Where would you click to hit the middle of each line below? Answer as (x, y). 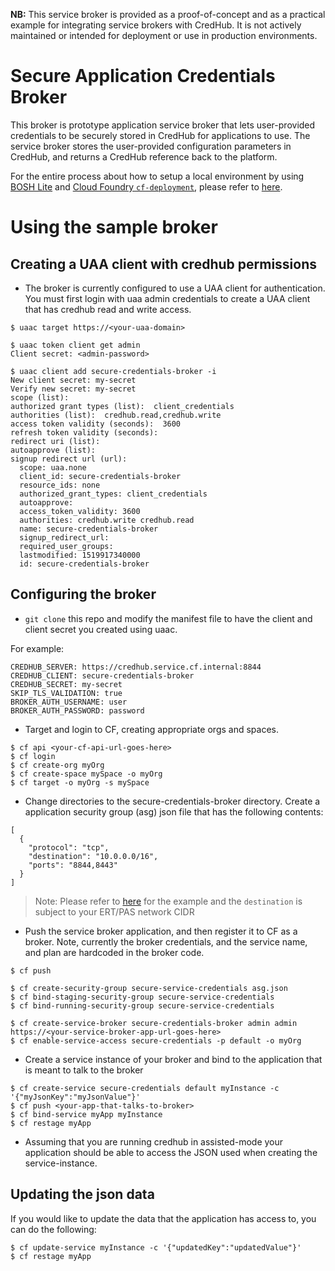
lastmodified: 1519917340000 (80, 555)
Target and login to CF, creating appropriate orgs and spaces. (151, 729)
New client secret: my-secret (73, 380)
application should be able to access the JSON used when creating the (171, 1152)
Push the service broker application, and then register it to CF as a (161, 931)
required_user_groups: (66, 546)
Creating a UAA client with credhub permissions (163, 264)
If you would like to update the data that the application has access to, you (163, 1218)
